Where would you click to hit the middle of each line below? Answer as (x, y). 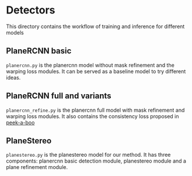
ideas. (13, 77)
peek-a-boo (20, 122)
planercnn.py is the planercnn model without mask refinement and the (90, 65)
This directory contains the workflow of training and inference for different (95, 26)
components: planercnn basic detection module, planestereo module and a (96, 161)
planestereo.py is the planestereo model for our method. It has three (88, 155)
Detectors (31, 10)
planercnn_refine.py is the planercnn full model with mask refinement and (95, 110)
